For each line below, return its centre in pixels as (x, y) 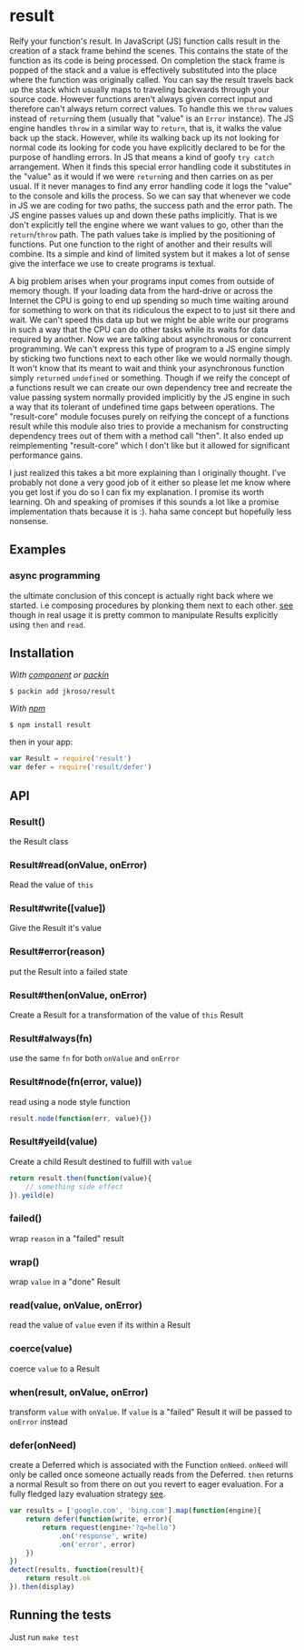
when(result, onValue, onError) (79, 1392)
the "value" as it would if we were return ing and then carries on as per (142, 176)
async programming (55, 576)
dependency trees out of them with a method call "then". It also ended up (147, 435)
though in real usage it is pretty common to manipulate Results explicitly (144, 614)
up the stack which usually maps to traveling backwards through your (140, 89)
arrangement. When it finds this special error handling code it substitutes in (151, 167)
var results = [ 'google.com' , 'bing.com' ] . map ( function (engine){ (135, 1511)
